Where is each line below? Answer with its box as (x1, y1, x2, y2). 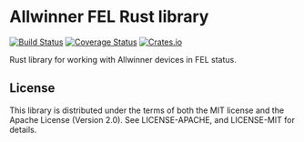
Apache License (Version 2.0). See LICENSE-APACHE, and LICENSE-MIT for (9, 114, 296, 125)
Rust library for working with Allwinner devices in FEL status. (9, 54, 237, 65)
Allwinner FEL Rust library (9, 6, 209, 27)
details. (9, 124, 37, 135)
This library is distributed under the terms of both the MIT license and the (9, 105, 285, 116)
